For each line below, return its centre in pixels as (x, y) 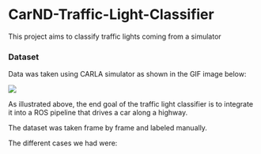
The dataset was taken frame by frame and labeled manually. (108, 128)
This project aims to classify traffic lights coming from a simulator (115, 36)
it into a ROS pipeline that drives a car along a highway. (98, 113)
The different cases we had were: (63, 143)
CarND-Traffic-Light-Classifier (112, 15)
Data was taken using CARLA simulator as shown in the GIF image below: (127, 74)
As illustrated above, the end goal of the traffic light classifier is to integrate (131, 104)
